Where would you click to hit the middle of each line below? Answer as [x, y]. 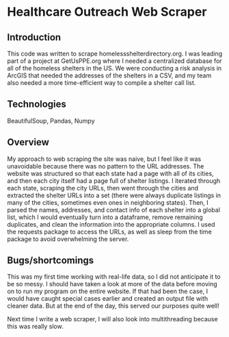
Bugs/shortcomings [51, 261]
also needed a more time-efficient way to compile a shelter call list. [102, 83]
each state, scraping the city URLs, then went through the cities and [103, 188]
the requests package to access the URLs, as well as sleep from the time [109, 232]
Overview [28, 142]
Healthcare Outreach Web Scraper [107, 12]
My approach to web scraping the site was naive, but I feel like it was [104, 159]
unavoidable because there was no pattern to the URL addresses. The [106, 166]
